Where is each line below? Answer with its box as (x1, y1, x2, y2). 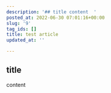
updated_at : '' (6, 37, 45, 43)
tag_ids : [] (6, 26, 37, 32)
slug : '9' (6, 20, 32, 26)
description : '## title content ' (6, 9, 97, 15)
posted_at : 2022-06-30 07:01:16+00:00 (6, 15, 105, 21)
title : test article (6, 32, 59, 38)
